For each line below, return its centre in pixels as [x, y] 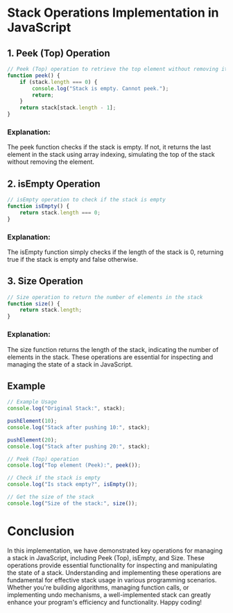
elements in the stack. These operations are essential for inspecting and [110, 357]
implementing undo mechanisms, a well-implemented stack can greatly [109, 594]
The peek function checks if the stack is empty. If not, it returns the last [109, 147]
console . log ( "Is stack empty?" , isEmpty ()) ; [72, 485]
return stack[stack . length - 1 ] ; [68, 108]
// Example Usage [32, 402]
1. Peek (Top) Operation [59, 53]
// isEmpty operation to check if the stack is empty [87, 200]
